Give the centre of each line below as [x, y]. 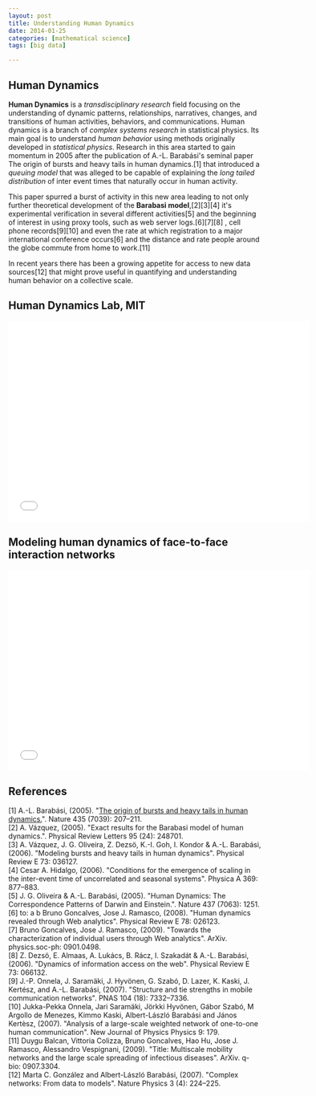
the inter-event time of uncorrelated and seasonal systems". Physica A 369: [133, 879]
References [38, 791]
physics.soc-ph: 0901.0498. [55, 947]
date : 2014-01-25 [37, 30]
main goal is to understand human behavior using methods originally [122, 138]
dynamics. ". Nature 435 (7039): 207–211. [75, 819]
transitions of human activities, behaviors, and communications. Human [127, 121]
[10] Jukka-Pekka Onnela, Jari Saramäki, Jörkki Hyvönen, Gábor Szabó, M [131, 1007]
